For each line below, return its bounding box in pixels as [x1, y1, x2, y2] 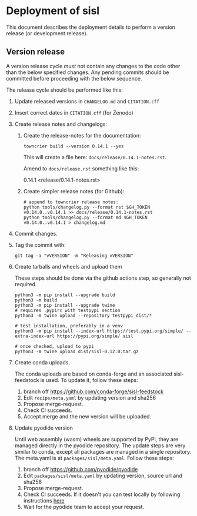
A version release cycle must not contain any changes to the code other [6, 62, 181, 69]
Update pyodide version [14, 424, 74, 431]
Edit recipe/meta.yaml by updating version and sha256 [23, 394, 156, 401]
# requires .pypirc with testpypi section [14, 307, 121, 313]
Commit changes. [14, 230, 58, 237]
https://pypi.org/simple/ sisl [56, 333, 133, 339]
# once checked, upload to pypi [14, 343, 94, 349]
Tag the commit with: [14, 241, 66, 248]
